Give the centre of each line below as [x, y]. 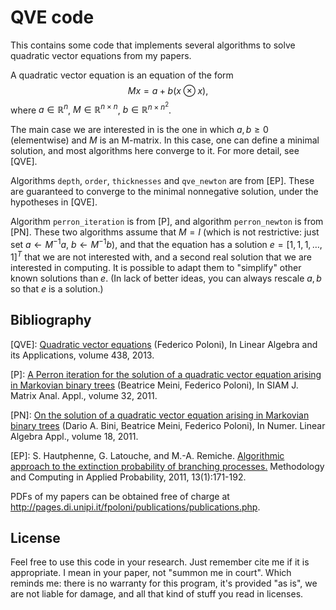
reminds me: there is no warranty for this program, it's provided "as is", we [164, 583]
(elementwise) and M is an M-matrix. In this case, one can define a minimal [165, 140]
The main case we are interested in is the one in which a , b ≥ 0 [139, 130]
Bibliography [51, 320]
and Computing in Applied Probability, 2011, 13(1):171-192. [128, 477]
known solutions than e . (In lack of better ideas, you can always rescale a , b [166, 278]
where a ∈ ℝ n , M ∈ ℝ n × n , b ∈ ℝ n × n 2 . [91, 108]
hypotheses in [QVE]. [54, 202]
